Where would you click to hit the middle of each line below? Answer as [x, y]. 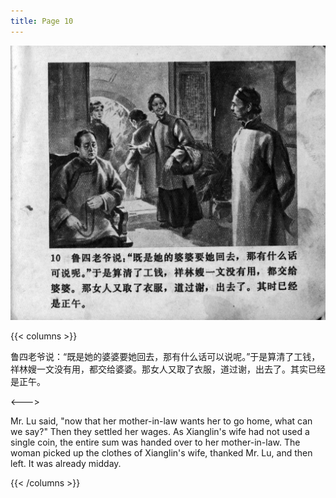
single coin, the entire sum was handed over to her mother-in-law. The [155, 442]
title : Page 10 [42, 21]
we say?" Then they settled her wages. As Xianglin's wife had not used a [160, 432]
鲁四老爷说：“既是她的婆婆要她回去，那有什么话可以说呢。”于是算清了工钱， [165, 357]
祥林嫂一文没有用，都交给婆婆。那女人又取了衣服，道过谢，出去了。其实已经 [168, 369]
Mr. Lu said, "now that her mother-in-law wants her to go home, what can [161, 421]
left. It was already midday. [66, 464]
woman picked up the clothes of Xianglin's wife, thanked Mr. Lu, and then [161, 453]
